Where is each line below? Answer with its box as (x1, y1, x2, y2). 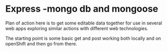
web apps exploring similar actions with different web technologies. (5, 25, 149, 31)
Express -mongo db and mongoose (5, 3, 158, 15)
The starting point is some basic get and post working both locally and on (5, 35, 161, 41)
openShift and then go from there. (5, 40, 78, 46)
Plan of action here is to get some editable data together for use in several (5, 20, 162, 26)
